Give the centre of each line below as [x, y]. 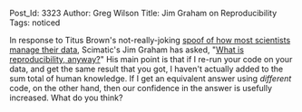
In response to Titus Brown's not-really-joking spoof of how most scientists [150, 40]
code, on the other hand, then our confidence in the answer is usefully [141, 88]
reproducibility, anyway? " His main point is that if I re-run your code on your [151, 59]
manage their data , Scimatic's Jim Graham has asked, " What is [127, 50]
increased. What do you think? [66, 98]
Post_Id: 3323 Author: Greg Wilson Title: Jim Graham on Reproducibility [143, 13]
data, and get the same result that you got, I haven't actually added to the [146, 69]
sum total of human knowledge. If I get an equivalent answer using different [151, 79]
